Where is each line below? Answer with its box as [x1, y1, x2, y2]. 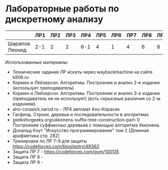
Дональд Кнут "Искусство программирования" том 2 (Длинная [12, 127, 149, 133]
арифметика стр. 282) [12, 132, 60, 138]
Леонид [7, 46, 26, 53]
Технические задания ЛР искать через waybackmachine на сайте [12, 68, 153, 75]
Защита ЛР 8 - [12, 153, 43, 160]
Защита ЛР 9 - [12, 159, 43, 165]
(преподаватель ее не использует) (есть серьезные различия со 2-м [12, 95, 161, 101]
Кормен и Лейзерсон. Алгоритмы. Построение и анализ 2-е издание [12, 79, 160, 85]
